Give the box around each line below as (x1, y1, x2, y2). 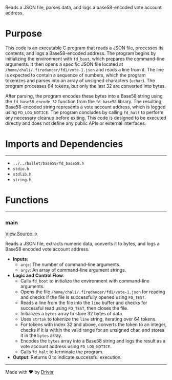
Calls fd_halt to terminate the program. (20, 349, 104, 355)
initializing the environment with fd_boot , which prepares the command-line (5, 55, 165, 62)
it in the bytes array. (20, 332, 62, 338)
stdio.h (12, 166, 29, 172)
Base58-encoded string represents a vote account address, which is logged (5, 104, 166, 110)
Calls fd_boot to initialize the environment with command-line (20, 278, 150, 284)
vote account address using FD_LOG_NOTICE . (20, 344, 112, 350)
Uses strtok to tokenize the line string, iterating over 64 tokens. (20, 316, 157, 322)
